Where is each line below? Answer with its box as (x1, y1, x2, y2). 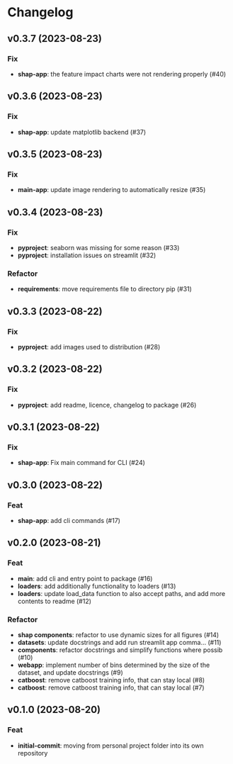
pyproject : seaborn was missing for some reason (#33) (17, 243, 180, 252)
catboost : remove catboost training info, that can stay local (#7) (17, 683, 205, 692)
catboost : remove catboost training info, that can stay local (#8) (17, 675, 205, 684)
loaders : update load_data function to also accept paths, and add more (17, 589, 225, 597)
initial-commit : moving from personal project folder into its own (17, 741, 204, 750)
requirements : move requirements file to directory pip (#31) (17, 285, 193, 293)
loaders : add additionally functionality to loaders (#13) (17, 582, 176, 590)
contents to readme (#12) (17, 597, 92, 605)
